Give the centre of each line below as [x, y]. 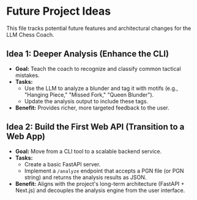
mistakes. [27, 75]
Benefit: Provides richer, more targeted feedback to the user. [92, 108]
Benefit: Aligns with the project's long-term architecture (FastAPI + [100, 183]
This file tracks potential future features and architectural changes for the [99, 28]
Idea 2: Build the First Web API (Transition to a [95, 127]
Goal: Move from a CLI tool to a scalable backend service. [88, 151]
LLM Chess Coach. [30, 34]
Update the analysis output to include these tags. [86, 101]
